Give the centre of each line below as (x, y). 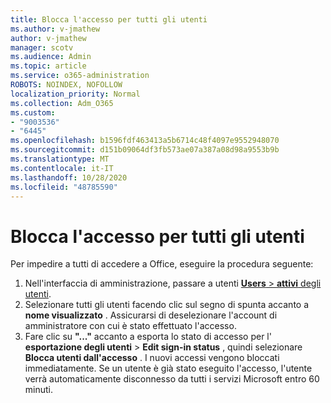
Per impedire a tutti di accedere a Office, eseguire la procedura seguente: (162, 264)
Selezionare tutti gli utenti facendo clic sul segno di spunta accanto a (167, 305)
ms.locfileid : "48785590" (64, 187)
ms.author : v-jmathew (55, 29)
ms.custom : (33, 112)
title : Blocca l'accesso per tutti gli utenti (109, 19)
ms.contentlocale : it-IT (62, 168)
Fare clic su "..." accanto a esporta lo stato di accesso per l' (148, 337)
